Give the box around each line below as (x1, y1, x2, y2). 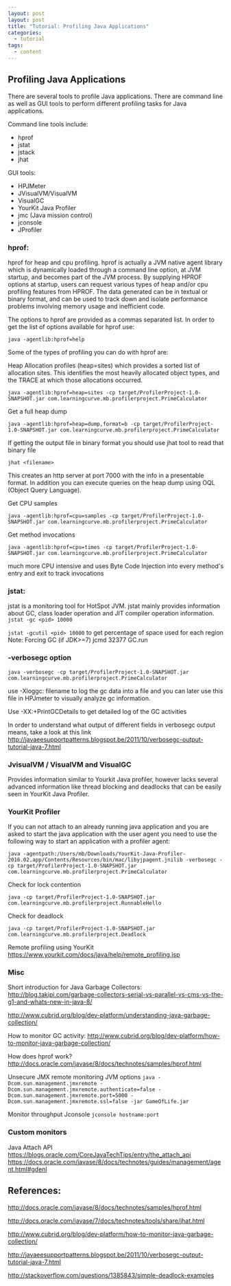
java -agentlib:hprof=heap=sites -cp (8, 389, 116, 396)
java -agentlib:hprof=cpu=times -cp (8, 543, 112, 550)
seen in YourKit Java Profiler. (8, 789, 90, 798)
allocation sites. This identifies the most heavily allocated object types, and (8, 368, 220, 376)
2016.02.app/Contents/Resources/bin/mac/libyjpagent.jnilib (8, 857, 184, 864)
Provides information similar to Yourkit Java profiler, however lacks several (8, 775, 219, 783)
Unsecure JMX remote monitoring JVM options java (8, 1073, 155, 1081)
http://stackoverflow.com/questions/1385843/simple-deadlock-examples (8, 1271, 215, 1279)
